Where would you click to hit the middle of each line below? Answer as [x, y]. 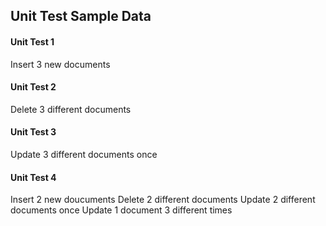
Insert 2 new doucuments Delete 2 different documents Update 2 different [163, 200]
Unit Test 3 [33, 132]
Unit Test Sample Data [81, 16]
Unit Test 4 [33, 177]
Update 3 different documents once [84, 154]
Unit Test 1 [32, 41]
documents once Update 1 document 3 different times [121, 210]
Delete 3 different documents [71, 109]
